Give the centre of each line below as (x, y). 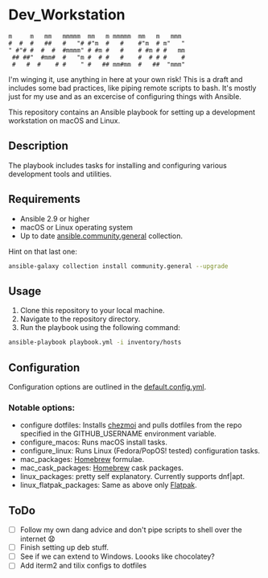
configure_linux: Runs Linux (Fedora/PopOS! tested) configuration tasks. (140, 451)
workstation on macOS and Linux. (64, 120)
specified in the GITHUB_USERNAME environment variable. (118, 434)
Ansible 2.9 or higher (55, 218)
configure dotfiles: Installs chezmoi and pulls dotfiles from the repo (131, 425)
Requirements (44, 199)
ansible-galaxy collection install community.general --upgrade (118, 266)
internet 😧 (38, 539)
